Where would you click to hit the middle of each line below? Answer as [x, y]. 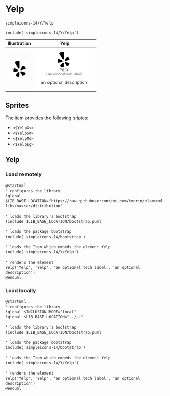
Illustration [19, 43]
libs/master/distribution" [34, 206]
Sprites [17, 105]
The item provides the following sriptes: [47, 118]
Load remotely [24, 174]
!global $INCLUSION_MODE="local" [41, 312]
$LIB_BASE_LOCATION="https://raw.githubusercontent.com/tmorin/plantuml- [86, 201]
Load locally [21, 290]
